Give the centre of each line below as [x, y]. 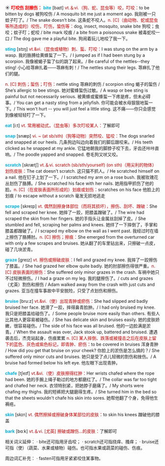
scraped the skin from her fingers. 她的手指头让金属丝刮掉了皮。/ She [76, 218]
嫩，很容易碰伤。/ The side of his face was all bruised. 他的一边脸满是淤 [78, 326]
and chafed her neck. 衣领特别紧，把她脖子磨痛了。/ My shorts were [74, 386]
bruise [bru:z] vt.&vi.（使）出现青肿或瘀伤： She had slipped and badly [77, 301]
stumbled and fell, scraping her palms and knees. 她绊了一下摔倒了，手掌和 [82, 225]
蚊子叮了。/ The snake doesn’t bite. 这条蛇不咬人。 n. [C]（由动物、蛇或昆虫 [82, 20]
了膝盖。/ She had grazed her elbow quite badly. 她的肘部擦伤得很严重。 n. [80, 266]
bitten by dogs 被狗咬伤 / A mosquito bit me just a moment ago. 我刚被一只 [81, 14]
